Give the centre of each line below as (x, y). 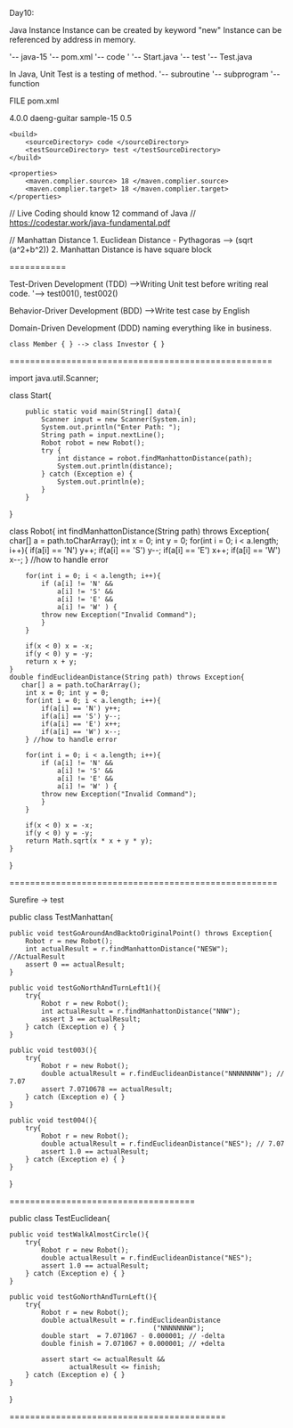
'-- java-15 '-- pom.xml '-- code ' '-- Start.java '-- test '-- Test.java (131, 57)
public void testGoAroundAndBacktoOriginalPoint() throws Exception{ (141, 934)
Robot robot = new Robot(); (93, 443)
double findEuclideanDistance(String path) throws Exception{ (127, 677)
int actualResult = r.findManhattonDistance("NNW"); (141, 1011)
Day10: (22, 13)
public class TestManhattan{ (61, 917)
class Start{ (30, 395)
